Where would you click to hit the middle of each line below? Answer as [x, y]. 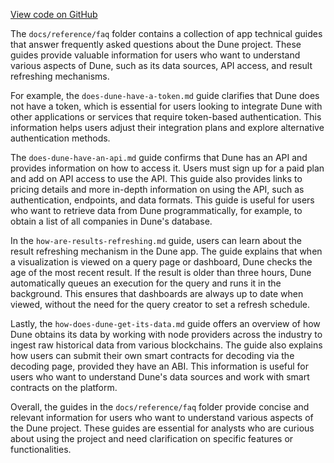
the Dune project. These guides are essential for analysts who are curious [162, 428]
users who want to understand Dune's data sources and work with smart [160, 377]
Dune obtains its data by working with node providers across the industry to [166, 334]
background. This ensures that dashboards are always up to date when [157, 293]
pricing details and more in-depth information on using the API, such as [157, 189]
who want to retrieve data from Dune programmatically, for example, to [156, 210]
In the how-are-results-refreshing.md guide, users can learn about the [156, 240]
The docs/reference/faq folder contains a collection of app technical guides [166, 33]
